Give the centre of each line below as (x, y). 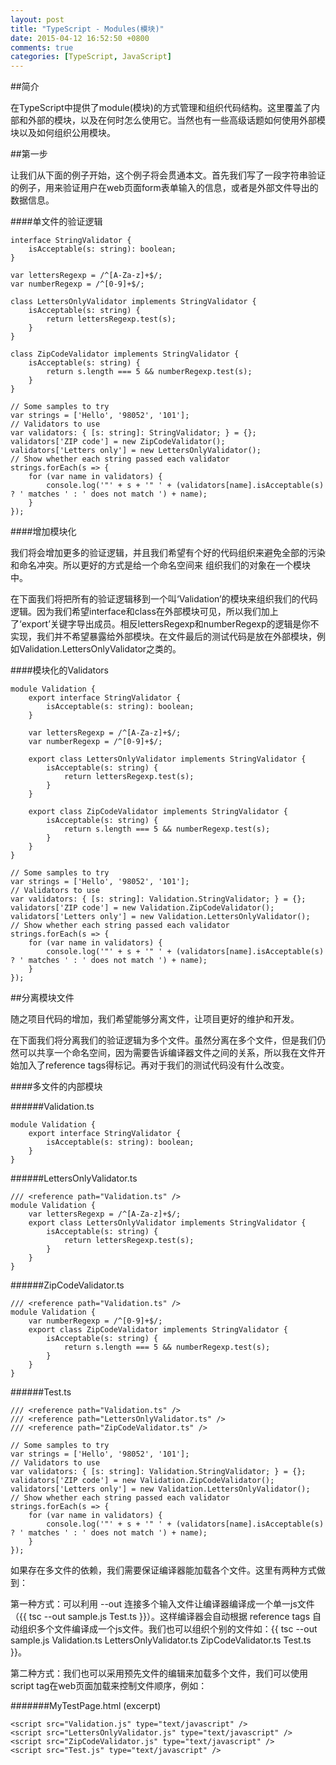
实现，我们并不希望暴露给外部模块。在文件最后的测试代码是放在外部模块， (163, 637)
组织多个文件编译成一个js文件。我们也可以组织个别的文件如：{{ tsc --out (168, 1629)
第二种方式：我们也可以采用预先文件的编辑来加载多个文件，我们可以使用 (159, 1673)
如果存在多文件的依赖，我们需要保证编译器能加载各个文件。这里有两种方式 (163, 1570)
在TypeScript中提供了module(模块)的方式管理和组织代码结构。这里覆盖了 (161, 108)
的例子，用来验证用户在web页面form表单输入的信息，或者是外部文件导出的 (164, 188)
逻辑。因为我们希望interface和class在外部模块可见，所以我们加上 (144, 612)
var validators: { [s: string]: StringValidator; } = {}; (133, 433)
